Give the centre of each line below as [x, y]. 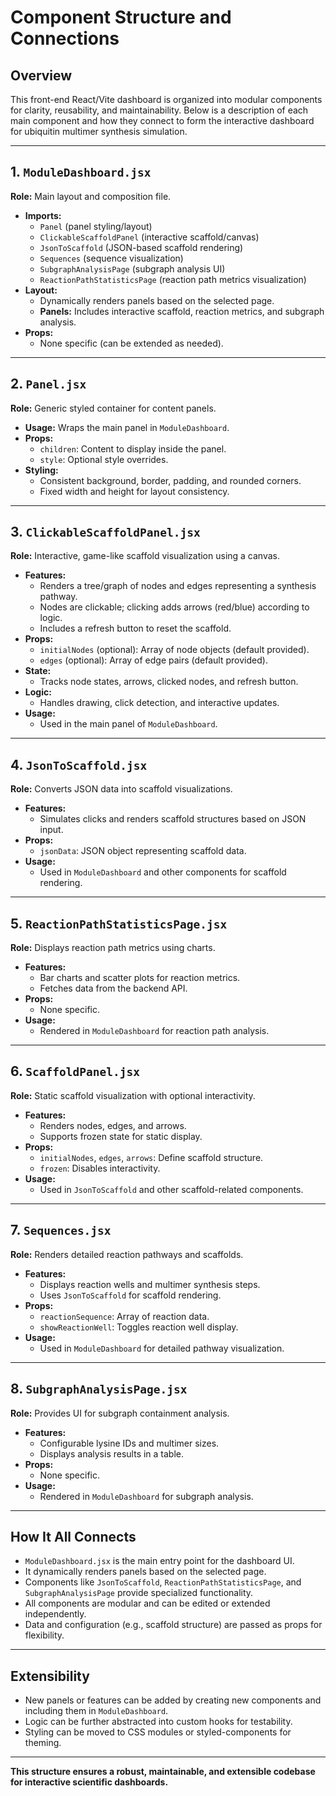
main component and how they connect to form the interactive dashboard [162, 120]
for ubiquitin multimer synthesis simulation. [99, 131]
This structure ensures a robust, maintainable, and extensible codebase [163, 1772]
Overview [41, 75]
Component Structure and [121, 17]
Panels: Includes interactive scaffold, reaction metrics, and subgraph [182, 311]
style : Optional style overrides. [104, 459]
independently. [55, 1614]
